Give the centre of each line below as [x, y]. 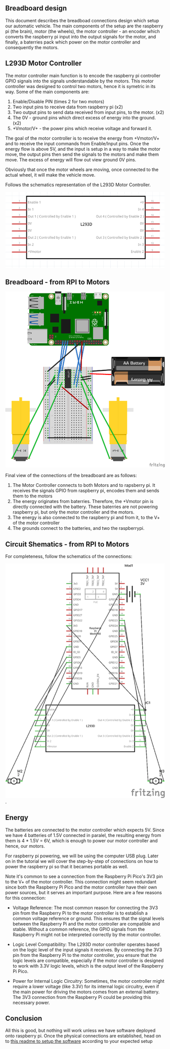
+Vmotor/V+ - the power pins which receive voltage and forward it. [82, 128]
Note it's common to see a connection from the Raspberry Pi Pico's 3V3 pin [84, 876]
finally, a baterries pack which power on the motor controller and [73, 42]
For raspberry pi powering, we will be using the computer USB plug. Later [82, 856]
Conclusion [24, 1018]
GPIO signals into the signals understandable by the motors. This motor [79, 81]
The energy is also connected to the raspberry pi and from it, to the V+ [86, 518]
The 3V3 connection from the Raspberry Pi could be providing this [82, 997]
